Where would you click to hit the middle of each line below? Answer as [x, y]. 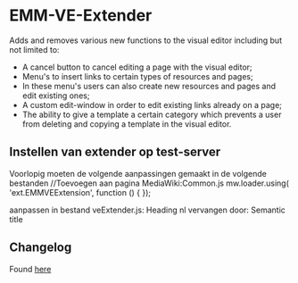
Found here [30, 269]
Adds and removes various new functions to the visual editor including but [146, 40]
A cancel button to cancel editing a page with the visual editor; [137, 67]
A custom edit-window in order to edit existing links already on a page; [152, 104]
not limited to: [34, 49]
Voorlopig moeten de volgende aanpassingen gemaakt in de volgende [138, 173]
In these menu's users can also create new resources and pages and [149, 86]
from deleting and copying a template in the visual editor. [127, 124]
